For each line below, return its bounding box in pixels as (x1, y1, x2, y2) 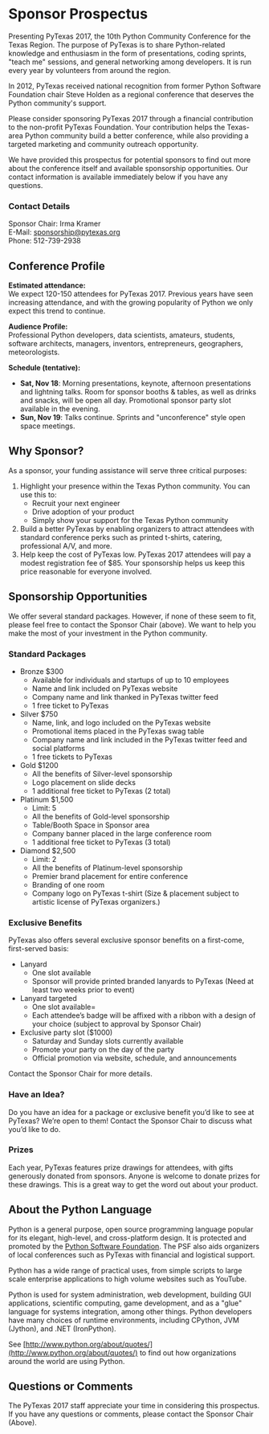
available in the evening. (19, 404, 100, 414)
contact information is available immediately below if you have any (8, 172, 229, 182)
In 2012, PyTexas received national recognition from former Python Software (8, 81, 261, 91)
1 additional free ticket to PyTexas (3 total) (31, 837, 171, 847)
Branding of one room (31, 880, 105, 889)
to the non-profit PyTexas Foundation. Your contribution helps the (8, 122, 226, 132)
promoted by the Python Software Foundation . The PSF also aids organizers (8, 1241, 259, 1251)
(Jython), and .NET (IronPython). (8, 1323, 116, 1334)
